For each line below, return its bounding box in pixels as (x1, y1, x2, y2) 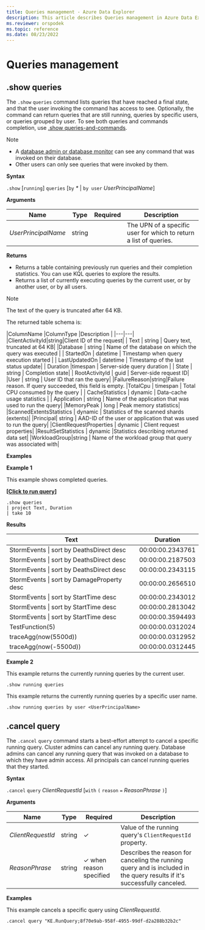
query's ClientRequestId (120, 831, 191, 839)
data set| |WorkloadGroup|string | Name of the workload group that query (6, 434, 192, 442)
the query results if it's (120, 871, 185, 879)
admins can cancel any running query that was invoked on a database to (6, 749, 189, 757)
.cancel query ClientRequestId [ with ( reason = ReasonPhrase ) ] (6, 786, 167, 793)
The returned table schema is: (6, 318, 82, 326)
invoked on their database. (15, 154, 82, 162)
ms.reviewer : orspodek (6, 20, 64, 26)
